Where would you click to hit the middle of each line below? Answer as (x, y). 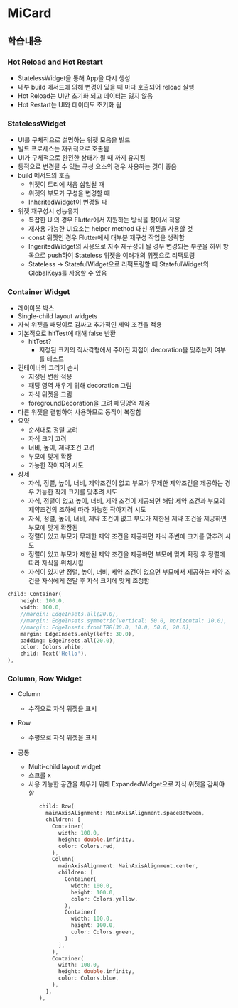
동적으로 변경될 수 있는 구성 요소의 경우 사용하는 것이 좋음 (97, 167)
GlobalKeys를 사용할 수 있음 (67, 273)
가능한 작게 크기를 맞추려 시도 (77, 492)
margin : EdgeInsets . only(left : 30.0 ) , (77, 634)
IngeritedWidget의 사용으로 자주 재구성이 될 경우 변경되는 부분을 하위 (125, 246)
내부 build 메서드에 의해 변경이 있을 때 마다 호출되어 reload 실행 (106, 87)
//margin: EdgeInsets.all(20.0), (70, 614)
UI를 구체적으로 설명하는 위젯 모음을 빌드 (74, 140)
